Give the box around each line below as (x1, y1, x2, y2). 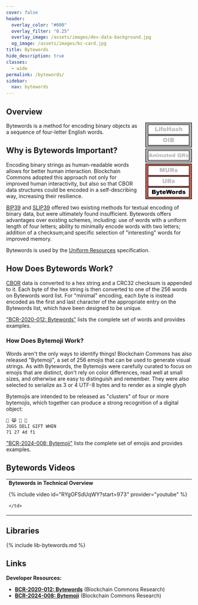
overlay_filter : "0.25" (11, 28, 70, 34)
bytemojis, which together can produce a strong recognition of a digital (6, 399, 179, 406)
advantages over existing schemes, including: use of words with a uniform (6, 216, 187, 223)
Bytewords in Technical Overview (8, 480, 93, 487)
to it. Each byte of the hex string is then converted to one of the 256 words (6, 286, 187, 293)
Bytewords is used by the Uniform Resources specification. (6, 246, 150, 253)
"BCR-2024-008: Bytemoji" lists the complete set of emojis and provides (6, 439, 183, 447)
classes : (6, 59, 28, 65)
